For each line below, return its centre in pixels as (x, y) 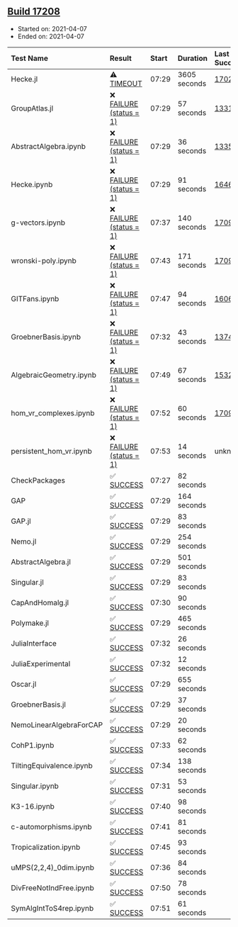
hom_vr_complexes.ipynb (53, 412)
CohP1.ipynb (33, 745)
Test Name (29, 58)
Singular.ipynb (35, 786)
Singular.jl (27, 582)
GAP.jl (21, 521)
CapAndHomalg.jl (40, 602)
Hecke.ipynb (32, 184)
